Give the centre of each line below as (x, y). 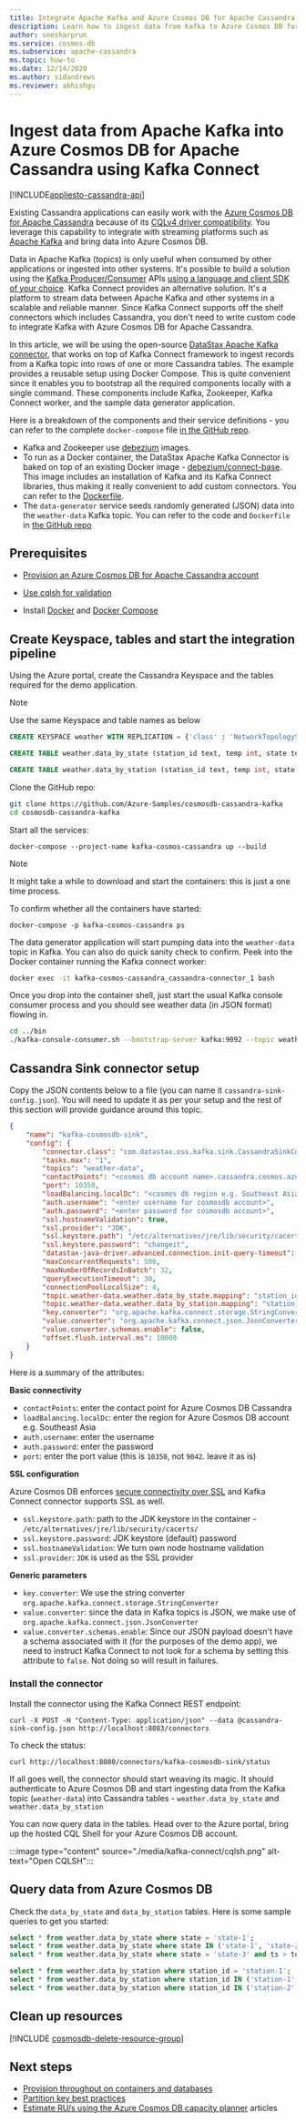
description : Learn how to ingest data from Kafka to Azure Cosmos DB (146, 26)
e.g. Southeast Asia (59, 1427)
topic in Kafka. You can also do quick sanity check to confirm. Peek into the (151, 952)
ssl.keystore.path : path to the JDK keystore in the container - (139, 1518)
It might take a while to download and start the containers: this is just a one (150, 881)
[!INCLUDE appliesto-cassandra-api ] (77, 194)
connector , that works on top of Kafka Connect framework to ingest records (152, 354)
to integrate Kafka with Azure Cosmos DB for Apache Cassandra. (132, 326)
